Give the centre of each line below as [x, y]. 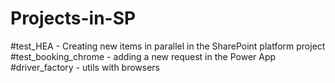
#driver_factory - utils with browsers [85, 67]
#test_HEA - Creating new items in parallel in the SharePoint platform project [168, 46]
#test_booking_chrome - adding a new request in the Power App [143, 56]
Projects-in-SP [73, 18]
